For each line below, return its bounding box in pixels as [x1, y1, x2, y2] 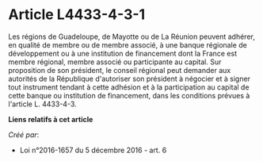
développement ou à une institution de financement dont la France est [8, 48, 238, 58]
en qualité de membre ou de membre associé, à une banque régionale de [8, 40, 247, 49]
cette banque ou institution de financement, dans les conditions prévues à [8, 90, 250, 100]
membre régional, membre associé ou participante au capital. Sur [8, 57, 222, 67]
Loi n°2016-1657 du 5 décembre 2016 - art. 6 [19, 145, 167, 155]
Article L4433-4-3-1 [8, 6, 146, 24]
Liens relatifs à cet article [8, 114, 93, 124]
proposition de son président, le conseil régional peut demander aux [8, 65, 231, 75]
